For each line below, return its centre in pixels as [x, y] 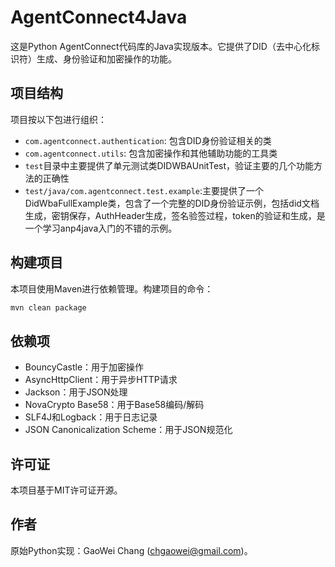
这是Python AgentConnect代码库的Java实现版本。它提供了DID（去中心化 [161, 46]
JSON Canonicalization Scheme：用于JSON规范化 [128, 430]
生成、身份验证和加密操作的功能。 [106, 58]
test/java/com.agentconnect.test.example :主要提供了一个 [144, 190]
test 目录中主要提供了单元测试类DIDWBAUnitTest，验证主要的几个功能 [169, 165]
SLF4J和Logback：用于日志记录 [91, 417]
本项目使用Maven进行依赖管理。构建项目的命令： [112, 288]
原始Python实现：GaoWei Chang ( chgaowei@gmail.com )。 [131, 550]
